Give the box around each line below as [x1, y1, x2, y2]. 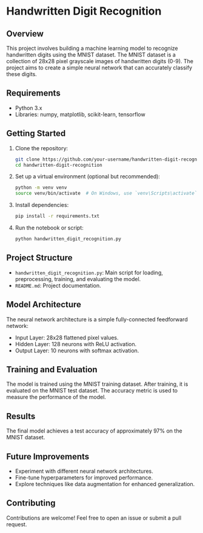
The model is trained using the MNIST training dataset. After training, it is [6, 380, 188, 388]
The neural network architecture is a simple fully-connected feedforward [6, 315, 188, 323]
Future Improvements [6, 451, 90, 462]
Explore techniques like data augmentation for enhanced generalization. [15, 480, 195, 487]
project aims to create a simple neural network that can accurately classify [6, 64, 193, 71]
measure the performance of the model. [6, 394, 106, 401]
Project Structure [6, 253, 73, 263]
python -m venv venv [15, 184, 67, 191]
